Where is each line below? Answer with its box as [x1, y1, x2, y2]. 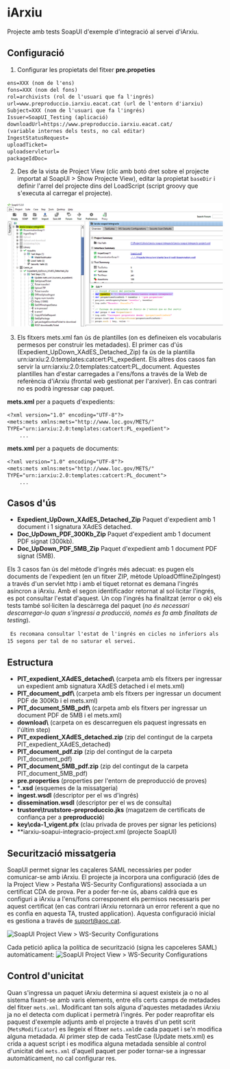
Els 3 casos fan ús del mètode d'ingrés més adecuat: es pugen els [7, 565, 194, 574]
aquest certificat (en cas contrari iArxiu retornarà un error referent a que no [7, 902, 220, 911]
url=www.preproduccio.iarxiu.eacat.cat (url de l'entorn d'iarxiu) [7, 100, 204, 107]
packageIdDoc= [7, 155, 48, 162]
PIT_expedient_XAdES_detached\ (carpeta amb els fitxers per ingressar [16, 675, 222, 683]
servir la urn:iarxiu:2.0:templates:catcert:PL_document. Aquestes [16, 362, 201, 371]
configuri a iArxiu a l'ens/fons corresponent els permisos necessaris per [7, 895, 211, 903]
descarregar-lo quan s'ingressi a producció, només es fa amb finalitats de [7, 609, 218, 617]
